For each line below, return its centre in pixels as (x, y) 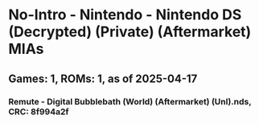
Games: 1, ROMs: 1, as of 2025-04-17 (103, 78)
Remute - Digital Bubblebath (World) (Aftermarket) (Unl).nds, (130, 101)
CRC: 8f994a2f (39, 112)
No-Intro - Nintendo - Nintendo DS (125, 15)
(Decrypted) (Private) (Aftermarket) (130, 32)
